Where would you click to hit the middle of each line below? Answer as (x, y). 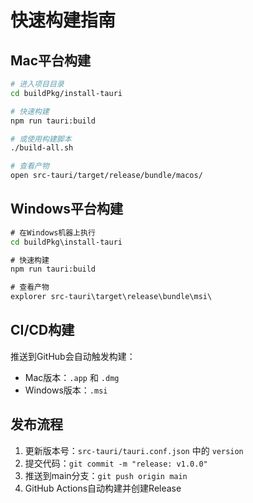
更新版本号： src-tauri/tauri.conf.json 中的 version (134, 450)
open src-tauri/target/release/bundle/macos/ (106, 176)
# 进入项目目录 (37, 84)
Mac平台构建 (51, 60)
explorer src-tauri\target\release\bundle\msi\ (111, 297)
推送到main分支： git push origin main (106, 475)
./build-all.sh (42, 148)
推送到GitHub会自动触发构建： (73, 356)
